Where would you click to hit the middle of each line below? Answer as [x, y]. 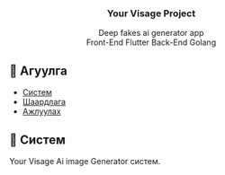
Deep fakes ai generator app [151, 33]
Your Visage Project [151, 13]
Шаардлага [44, 102]
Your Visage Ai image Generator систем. [85, 161]
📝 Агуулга [38, 70]
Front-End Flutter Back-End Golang [151, 42]
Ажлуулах [41, 111]
